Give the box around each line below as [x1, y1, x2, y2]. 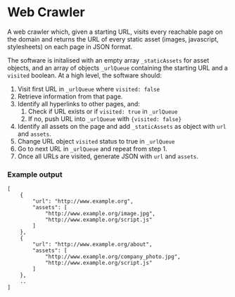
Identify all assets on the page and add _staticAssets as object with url [17, 122, 227, 130]
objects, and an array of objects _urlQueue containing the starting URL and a [7, 63, 229, 72]
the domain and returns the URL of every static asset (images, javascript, [7, 34, 220, 43]
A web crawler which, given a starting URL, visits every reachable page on [7, 27, 223, 36]
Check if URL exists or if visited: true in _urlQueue [27, 107, 178, 115]
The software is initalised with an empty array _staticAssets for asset [7, 56, 210, 64]
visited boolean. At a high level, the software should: [7, 71, 162, 80]
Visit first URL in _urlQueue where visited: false [17, 84, 160, 93]
